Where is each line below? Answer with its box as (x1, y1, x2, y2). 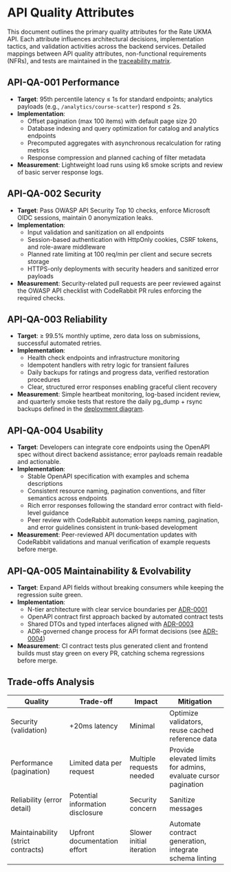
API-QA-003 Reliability (7, 313, 108, 325)
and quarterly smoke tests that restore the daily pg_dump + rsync (16, 397, 203, 406)
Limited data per (69, 758, 122, 768)
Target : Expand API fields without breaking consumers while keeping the (16, 583, 224, 592)
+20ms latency (69, 721, 118, 730)
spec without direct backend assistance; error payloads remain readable (16, 450, 223, 458)
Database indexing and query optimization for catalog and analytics (27, 124, 219, 132)
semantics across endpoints (27, 494, 108, 502)
